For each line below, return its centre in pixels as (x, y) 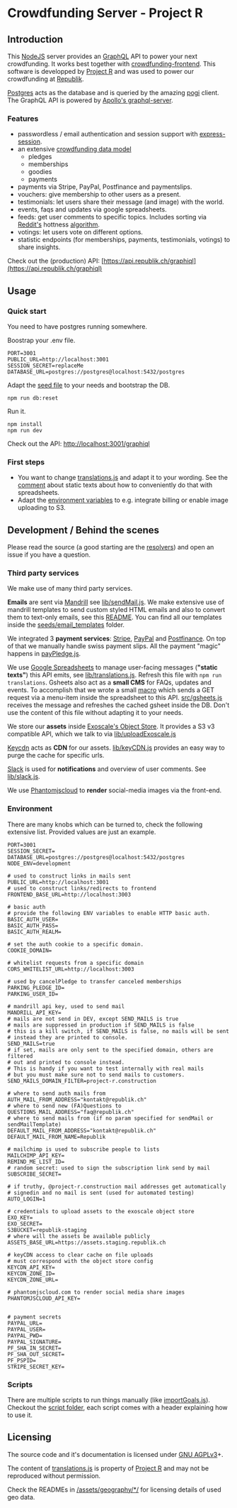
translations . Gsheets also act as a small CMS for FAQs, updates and (110, 682)
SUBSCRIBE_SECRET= (34, 1174)
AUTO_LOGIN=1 (27, 1199)
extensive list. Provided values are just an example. (82, 831)
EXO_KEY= (20, 1218)
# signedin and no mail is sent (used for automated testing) (101, 1193)
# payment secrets (34, 1317)
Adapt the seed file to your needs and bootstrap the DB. (89, 385)
